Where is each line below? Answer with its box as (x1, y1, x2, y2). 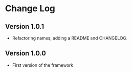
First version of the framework (12, 62, 73, 68)
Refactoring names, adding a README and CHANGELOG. (12, 35, 128, 41)
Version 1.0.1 (5, 22, 44, 31)
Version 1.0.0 (5, 49, 46, 57)
